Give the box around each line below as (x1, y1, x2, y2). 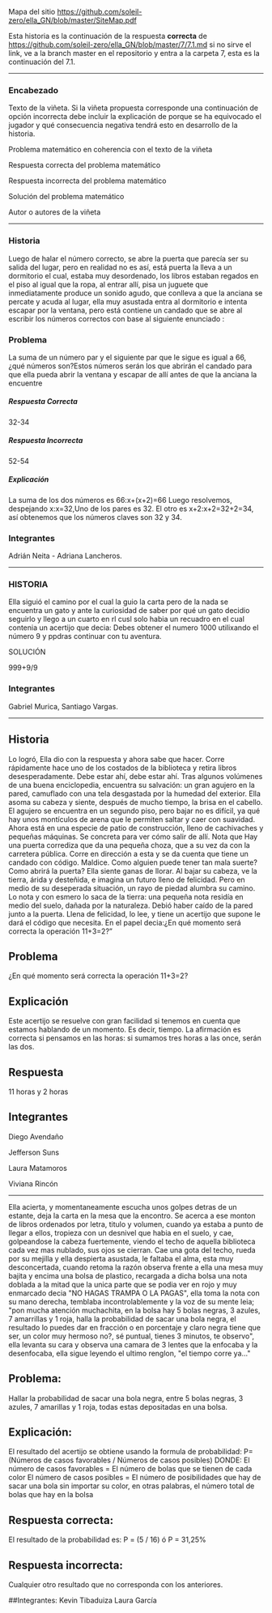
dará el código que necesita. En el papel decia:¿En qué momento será (8, 917, 241, 927)
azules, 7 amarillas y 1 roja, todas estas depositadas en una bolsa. (8, 1402, 228, 1411)
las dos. (8, 1042, 35, 1052)
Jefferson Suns (8, 1147, 59, 1157)
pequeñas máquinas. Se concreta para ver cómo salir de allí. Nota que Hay (8, 832, 258, 841)
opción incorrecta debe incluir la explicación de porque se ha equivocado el (8, 112, 261, 121)
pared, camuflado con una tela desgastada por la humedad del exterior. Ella (8, 789, 261, 798)
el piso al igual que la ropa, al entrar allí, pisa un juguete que (8, 279, 209, 289)
